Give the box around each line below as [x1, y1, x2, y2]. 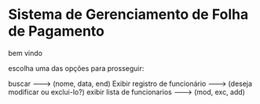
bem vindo [8, 48, 43, 58]
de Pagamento [8, 22, 104, 40]
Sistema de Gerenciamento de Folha [8, 6, 249, 24]
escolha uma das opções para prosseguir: [8, 63, 145, 72]
